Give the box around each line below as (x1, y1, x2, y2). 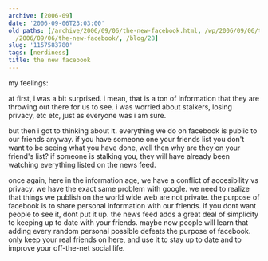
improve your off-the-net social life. (8, 243, 125, 252)
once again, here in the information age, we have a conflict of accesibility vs (8, 175, 259, 184)
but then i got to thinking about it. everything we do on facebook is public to (8, 125, 258, 136)
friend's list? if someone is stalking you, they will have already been (8, 151, 230, 160)
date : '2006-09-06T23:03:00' (8, 19, 105, 27)
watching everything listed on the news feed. (8, 160, 156, 169)
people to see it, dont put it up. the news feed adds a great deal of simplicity (8, 209, 259, 219)
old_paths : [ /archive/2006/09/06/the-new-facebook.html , (8, 26, 202, 34)
